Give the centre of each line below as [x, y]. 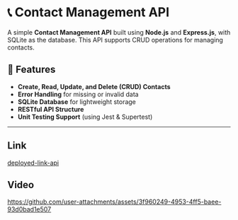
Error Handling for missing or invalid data [78, 94]
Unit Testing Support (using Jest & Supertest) [85, 117]
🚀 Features [32, 70]
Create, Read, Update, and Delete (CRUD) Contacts [94, 86]
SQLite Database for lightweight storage [77, 102]
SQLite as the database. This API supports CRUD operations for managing [115, 40]
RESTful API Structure [51, 109]
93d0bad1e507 [29, 209]
